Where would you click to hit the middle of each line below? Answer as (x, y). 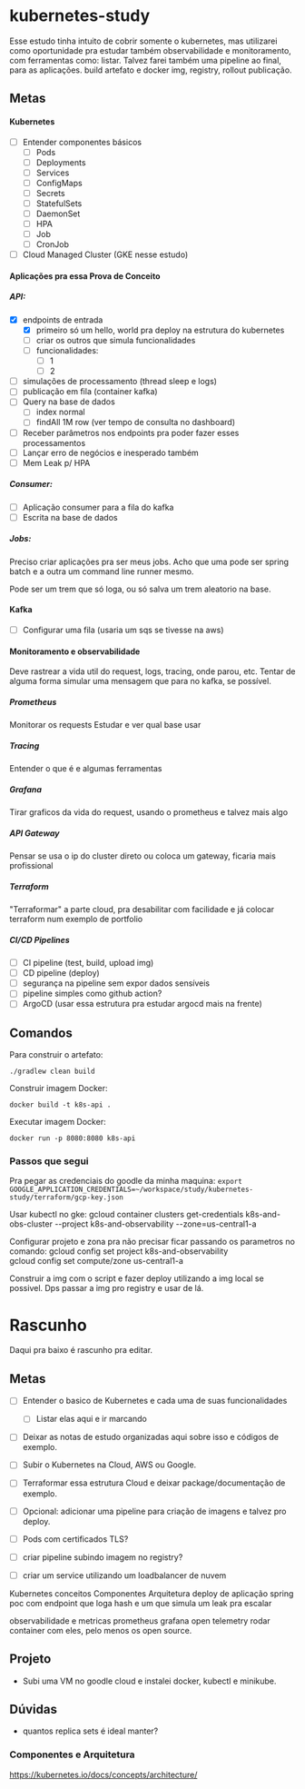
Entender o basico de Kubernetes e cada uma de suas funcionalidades (155, 1401)
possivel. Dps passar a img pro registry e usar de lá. (107, 1288)
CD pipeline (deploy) (61, 973)
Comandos (41, 1033)
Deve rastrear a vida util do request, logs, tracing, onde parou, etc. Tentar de (152, 671)
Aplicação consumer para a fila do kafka (98, 507)
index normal (60, 412)
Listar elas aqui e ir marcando (91, 1419)
